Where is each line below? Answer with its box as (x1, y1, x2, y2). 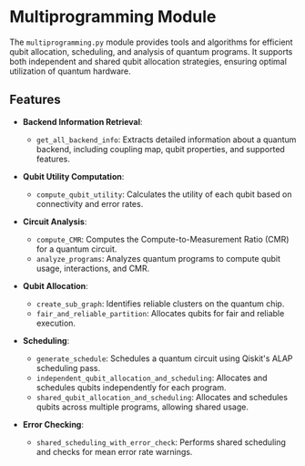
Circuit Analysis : (22, 216, 87, 227)
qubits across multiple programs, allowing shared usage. (36, 401, 249, 412)
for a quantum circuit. (36, 243, 117, 254)
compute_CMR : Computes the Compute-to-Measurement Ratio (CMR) (36, 233, 290, 244)
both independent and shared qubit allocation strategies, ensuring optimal (9, 56, 287, 67)
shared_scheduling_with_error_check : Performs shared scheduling (36, 436, 287, 448)
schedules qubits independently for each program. (36, 381, 227, 393)
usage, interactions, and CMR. (36, 263, 150, 274)
